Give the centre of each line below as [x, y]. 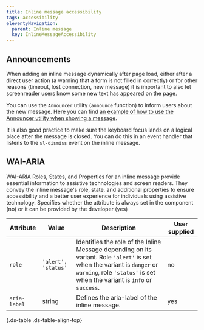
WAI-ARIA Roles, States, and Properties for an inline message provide [93, 177]
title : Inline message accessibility [54, 12]
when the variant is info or [114, 279]
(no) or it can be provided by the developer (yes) [67, 209]
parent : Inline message [42, 29]
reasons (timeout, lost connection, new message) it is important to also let [99, 86]
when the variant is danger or [117, 264]
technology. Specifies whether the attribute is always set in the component [100, 202]
